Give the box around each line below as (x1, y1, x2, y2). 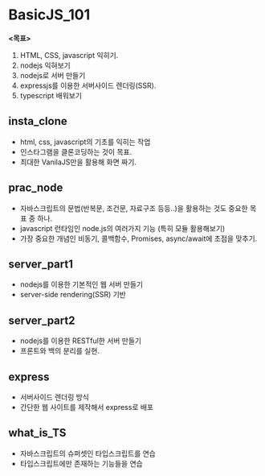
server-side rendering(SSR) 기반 (19, 290, 126, 300)
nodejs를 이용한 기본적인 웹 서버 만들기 (19, 279, 143, 289)
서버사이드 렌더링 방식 (19, 392, 90, 402)
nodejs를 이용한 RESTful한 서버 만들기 (19, 336, 142, 346)
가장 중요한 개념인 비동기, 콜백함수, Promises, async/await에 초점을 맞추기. (19, 234, 258, 243)
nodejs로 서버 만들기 (19, 70, 86, 80)
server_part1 (8, 257, 74, 271)
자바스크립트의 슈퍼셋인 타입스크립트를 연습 (19, 449, 157, 458)
